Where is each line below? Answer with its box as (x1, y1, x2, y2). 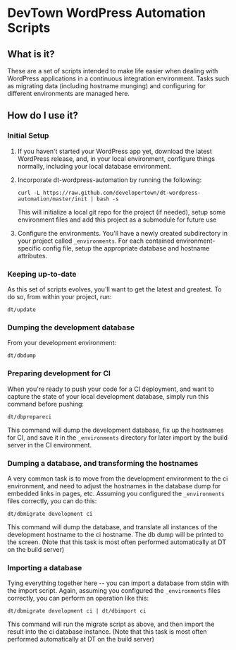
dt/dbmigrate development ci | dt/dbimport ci (7, 608, 147, 615)
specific (17, 243, 41, 252)
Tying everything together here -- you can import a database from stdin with (7, 579, 230, 587)
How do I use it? (7, 109, 79, 121)
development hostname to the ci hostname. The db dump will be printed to (7, 530, 224, 538)
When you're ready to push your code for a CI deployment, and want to (7, 385, 215, 393)
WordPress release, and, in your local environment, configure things (17, 154, 216, 163)
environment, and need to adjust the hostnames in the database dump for (7, 481, 221, 490)
